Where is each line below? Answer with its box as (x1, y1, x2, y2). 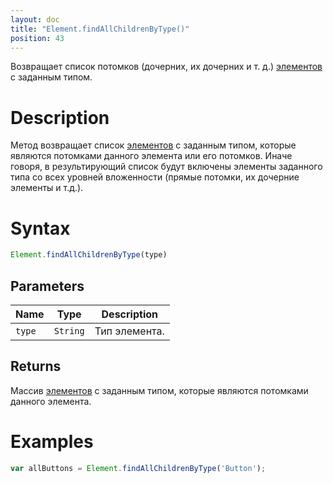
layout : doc (10, 14, 60, 25)
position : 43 (10, 33, 65, 43)
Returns (10, 358, 62, 375)
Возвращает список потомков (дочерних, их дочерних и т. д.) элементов (10, 61, 323, 73)
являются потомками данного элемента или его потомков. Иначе (10, 150, 293, 162)
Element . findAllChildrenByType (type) (10, 250, 168, 260)
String (53, 325, 85, 336)
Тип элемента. (94, 324, 165, 338)
